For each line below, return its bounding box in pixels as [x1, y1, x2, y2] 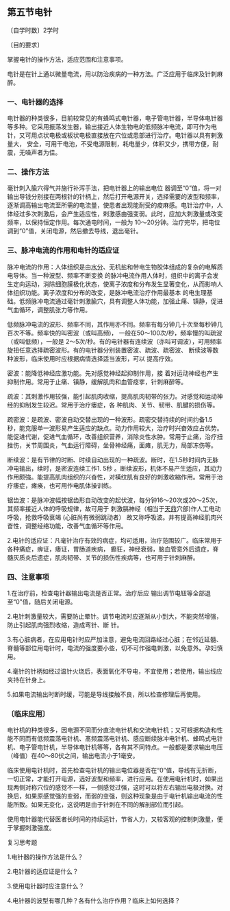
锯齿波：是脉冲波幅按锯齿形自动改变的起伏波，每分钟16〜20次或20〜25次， [7, 496, 221, 504]
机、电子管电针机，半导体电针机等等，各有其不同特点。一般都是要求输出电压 [7, 743, 223, 751]
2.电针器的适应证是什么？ [7, 867, 79, 876]
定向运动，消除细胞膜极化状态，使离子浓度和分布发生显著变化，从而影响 [12, 280, 217, 288]
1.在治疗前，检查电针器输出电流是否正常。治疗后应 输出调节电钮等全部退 [7, 589, 211, 597]
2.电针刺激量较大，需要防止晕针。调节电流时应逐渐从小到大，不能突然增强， [7, 613, 222, 620]
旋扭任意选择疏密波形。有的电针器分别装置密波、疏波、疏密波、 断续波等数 [7, 346, 219, 354]
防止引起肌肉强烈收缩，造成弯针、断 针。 [7, 621, 123, 629]
